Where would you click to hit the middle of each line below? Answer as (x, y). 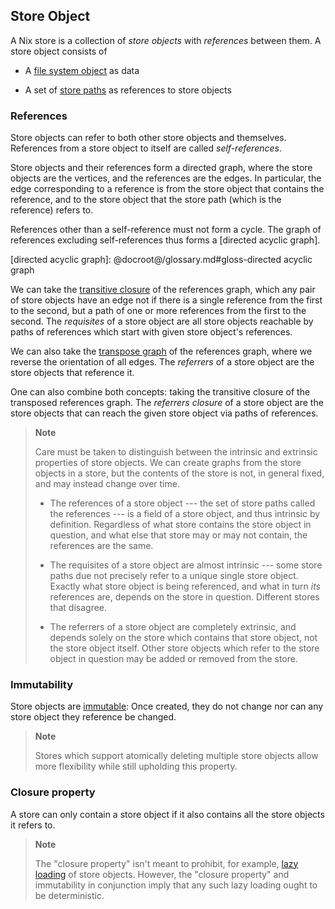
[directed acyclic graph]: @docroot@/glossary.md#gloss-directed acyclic (161, 260)
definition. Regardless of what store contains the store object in (180, 525)
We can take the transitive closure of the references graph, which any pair (163, 290)
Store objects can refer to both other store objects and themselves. (148, 138)
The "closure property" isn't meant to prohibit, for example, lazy (166, 863)
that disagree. (78, 608)
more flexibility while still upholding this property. (136, 766)
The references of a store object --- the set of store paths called (182, 503)
